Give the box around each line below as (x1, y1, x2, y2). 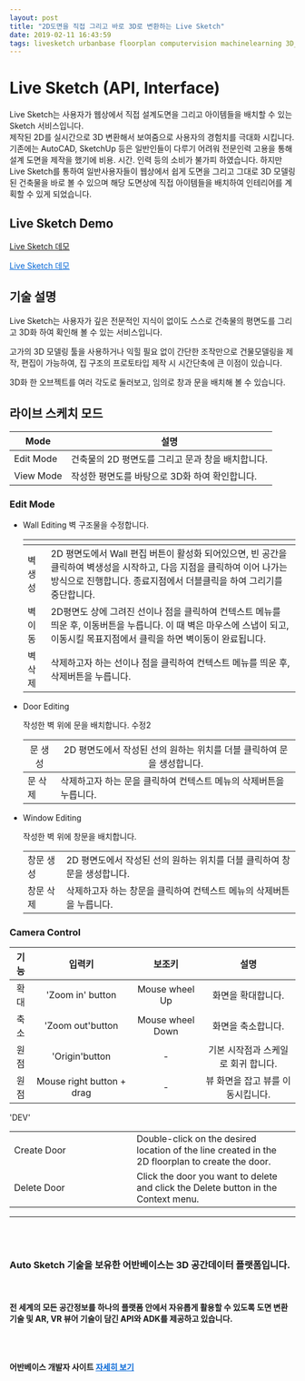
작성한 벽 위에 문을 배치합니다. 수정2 (22, 720, 152, 731)
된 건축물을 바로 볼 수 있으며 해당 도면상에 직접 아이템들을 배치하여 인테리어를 (9, 177, 283, 188)
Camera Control (9, 925, 82, 938)
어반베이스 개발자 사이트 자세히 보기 (9, 1361, 134, 1372)
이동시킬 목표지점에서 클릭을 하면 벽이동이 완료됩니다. (50, 632, 266, 645)
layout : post (9, 13, 59, 23)
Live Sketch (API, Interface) (9, 78, 221, 98)
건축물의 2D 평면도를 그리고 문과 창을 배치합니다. (71, 452, 268, 465)
